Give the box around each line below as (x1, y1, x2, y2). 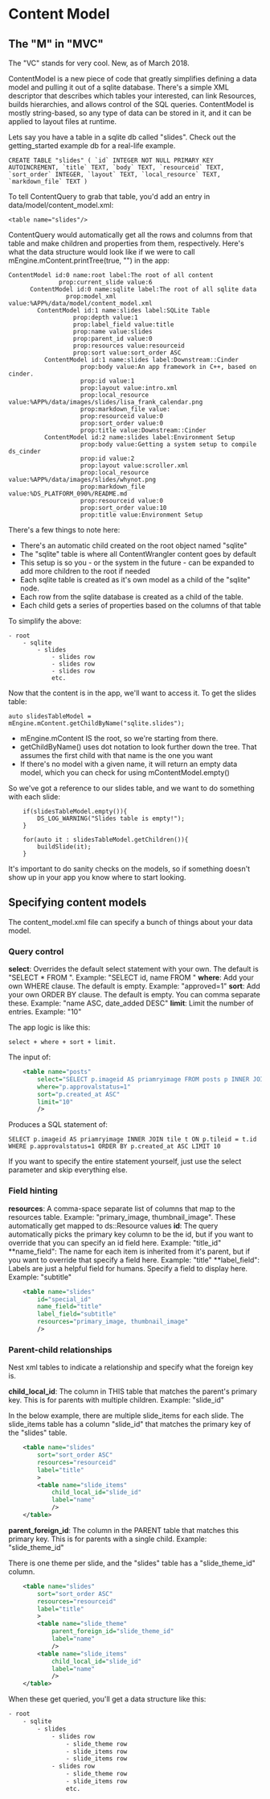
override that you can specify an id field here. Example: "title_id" (8, 1237, 222, 1247)
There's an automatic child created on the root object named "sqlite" (19, 541, 247, 550)
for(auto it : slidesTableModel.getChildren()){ (22, 835, 189, 844)
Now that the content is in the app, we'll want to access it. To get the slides (8, 688, 257, 698)
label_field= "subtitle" (37, 1310, 117, 1318)
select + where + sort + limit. (8, 1038, 117, 1047)
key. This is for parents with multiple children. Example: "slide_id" (8, 1395, 225, 1405)
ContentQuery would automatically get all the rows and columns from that (8, 230, 253, 239)
